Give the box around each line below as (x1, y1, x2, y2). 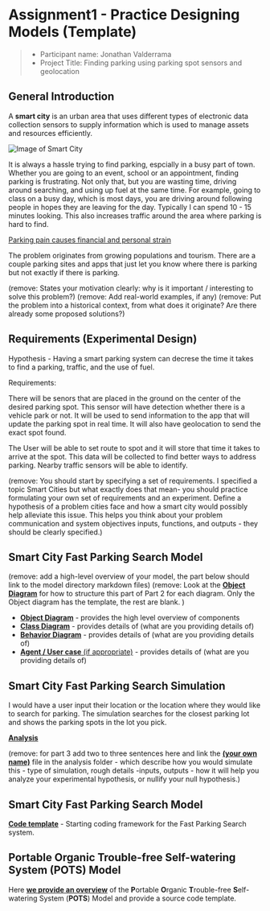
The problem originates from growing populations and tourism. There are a (8, 250, 256, 260)
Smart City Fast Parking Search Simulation (8, 678, 226, 693)
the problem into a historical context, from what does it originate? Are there (8, 300, 257, 310)
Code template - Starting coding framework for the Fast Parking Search (8, 819, 247, 828)
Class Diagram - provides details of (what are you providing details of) (19, 621, 255, 631)
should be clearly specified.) (8, 527, 103, 537)
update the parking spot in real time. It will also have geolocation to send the (8, 418, 261, 428)
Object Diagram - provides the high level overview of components (19, 613, 240, 623)
